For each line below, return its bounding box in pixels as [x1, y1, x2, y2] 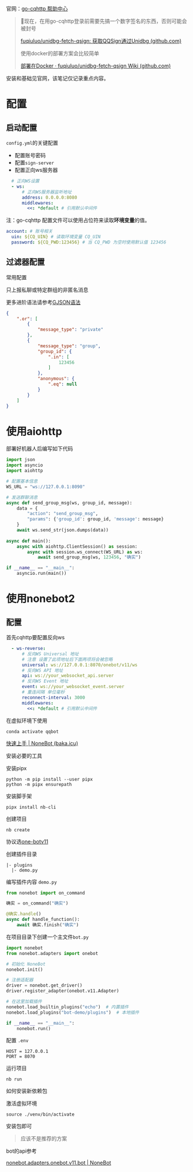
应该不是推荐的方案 [20, 1135, 67, 1142]
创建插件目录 [6, 850, 37, 858]
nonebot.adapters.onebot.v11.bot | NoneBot [6, 1159, 111, 1166]
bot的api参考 [6, 1147, 37, 1154]
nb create [6, 827, 31, 833]
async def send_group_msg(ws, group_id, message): [6, 500, 133, 506]
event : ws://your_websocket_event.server [21, 684, 125, 690]
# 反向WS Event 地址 [21, 678, 69, 685]
